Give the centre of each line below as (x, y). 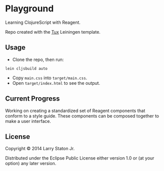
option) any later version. (31, 164)
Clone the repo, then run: (38, 59)
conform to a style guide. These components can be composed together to (82, 116)
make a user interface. (28, 121)
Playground (29, 9)
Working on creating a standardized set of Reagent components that (75, 111)
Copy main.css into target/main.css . (50, 78)
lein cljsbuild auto (27, 68)
